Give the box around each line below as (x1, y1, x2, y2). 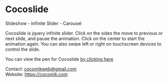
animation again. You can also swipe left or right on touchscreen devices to (5, 40, 161, 47)
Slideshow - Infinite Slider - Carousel (5, 20, 82, 26)
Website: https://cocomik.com (5, 71, 68, 77)
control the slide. (5, 46, 40, 52)
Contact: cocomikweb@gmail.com (5, 66, 77, 72)
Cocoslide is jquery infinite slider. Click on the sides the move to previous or (5, 30, 163, 36)
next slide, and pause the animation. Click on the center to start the (5, 35, 145, 42)
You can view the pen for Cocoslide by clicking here (5, 56, 114, 62)
